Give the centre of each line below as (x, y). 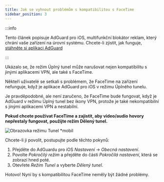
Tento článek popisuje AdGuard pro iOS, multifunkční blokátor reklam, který (81, 38)
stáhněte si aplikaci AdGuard (34, 48)
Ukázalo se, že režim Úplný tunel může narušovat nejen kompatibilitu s (76, 67)
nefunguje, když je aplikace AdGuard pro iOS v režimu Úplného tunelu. (76, 86)
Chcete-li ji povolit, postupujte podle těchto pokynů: (57, 140)
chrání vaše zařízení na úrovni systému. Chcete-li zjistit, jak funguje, (74, 42)
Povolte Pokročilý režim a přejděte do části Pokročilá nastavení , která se (85, 155)
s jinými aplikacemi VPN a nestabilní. (42, 106)
